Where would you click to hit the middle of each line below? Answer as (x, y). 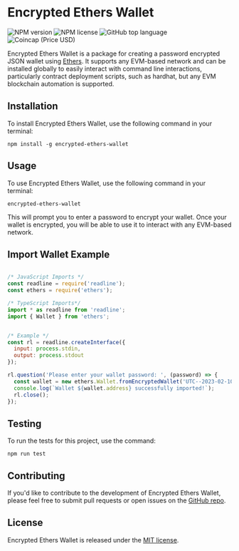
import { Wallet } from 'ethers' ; (59, 316)
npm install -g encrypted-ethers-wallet (68, 144)
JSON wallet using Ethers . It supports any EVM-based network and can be (117, 61)
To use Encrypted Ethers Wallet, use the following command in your (107, 183)
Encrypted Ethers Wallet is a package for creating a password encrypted (114, 53)
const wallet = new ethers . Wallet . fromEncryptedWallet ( (98, 381)
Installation (33, 107)
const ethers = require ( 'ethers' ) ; (60, 290)
